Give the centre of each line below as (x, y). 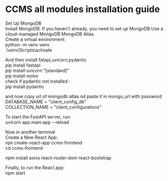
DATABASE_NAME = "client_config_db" (46, 101)
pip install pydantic (25, 86)
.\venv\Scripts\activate (29, 50)
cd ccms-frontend (24, 148)
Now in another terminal (30, 132)
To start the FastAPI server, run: (38, 116)
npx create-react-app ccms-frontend (44, 143)
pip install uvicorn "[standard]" (37, 70)
